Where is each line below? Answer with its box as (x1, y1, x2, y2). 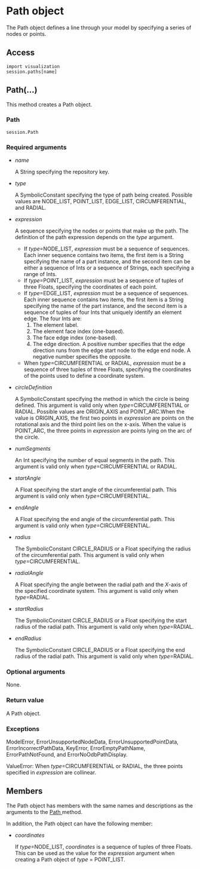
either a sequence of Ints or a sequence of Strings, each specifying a (23, 264, 194, 271)
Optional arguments (6, 668, 66, 676)
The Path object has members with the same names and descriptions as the (6, 802, 193, 809)
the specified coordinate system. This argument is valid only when (14, 588, 179, 595)
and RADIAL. (14, 204, 47, 212)
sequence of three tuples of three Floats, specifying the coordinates (23, 366, 192, 373)
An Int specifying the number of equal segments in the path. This (14, 457, 175, 464)
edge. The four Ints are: (23, 315, 82, 322)
